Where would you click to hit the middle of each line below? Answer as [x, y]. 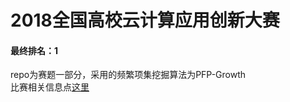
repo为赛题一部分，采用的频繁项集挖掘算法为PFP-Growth [128, 75]
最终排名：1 [34, 50]
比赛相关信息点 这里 [50, 87]
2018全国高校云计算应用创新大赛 [145, 20]
